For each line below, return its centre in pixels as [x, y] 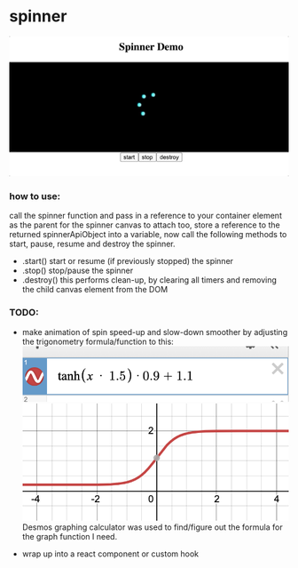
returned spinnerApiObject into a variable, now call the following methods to [148, 235]
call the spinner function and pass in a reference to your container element [145, 216]
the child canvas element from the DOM [95, 290]
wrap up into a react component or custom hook [110, 554]
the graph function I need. [70, 537]
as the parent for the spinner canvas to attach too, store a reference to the [145, 225]
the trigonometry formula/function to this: [98, 341]
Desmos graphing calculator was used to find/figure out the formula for [152, 527]
